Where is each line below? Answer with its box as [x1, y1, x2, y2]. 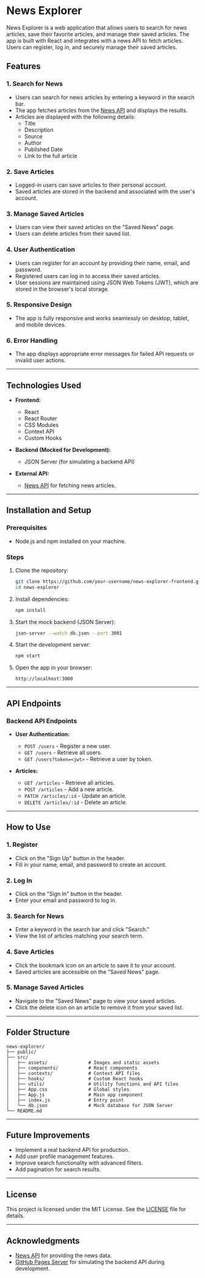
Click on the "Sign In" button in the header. [15, 890, 123, 897]
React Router [24, 415, 57, 422]
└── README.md [6, 1108, 43, 1114]
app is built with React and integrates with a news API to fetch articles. [6, 37, 184, 44]
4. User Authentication [6, 246, 75, 254]
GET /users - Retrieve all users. [24, 748, 103, 756]
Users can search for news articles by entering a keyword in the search [15, 93, 195, 101]
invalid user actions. [15, 356, 66, 364]
